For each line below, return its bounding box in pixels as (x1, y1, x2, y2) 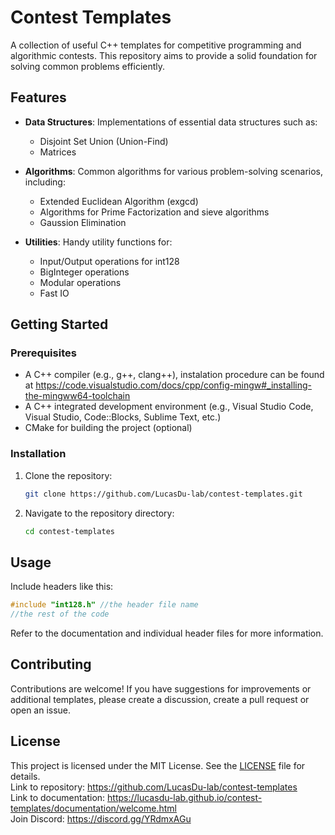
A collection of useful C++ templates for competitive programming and (10, 39, 302, 51)
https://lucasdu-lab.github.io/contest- (107, 791, 263, 803)
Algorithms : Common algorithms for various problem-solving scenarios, (24, 165, 323, 177)
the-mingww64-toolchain (24, 390, 131, 402)
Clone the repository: (24, 469, 113, 481)
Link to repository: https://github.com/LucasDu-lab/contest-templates (10, 781, 298, 793)
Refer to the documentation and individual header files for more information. (10, 627, 324, 640)
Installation (10, 447, 67, 461)
